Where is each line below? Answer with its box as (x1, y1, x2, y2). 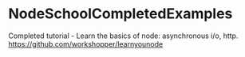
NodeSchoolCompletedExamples (8, 5, 233, 23)
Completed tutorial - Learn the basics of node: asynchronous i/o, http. (8, 31, 239, 40)
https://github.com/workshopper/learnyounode (8, 39, 164, 48)
